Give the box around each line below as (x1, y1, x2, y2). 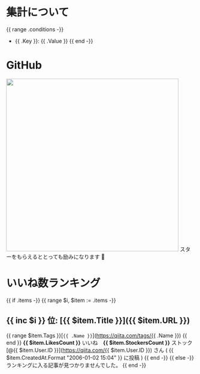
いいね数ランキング (6, 277, 101, 290)
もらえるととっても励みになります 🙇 (16, 253, 105, 260)
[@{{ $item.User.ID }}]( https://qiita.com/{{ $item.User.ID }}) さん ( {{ (6, 346, 174, 354)
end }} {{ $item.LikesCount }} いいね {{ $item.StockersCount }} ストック (6, 339, 193, 346)
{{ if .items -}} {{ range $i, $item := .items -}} (6, 297, 117, 304)
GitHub (6, 58, 42, 72)
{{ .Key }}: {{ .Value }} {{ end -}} (14, 37, 93, 44)
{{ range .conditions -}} (6, 25, 64, 33)
